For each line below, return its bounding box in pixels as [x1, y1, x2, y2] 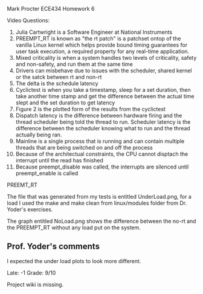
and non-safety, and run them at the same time [15, 60, 134, 68]
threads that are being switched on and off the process [15, 144, 153, 151]
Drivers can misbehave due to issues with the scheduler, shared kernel [15, 67, 192, 74]
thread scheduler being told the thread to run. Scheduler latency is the [15, 118, 191, 126]
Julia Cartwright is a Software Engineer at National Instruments [15, 28, 173, 36]
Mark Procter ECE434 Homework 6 [7, 5, 95, 12]
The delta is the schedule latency [15, 80, 98, 87]
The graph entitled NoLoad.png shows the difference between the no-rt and [7, 217, 196, 225]
